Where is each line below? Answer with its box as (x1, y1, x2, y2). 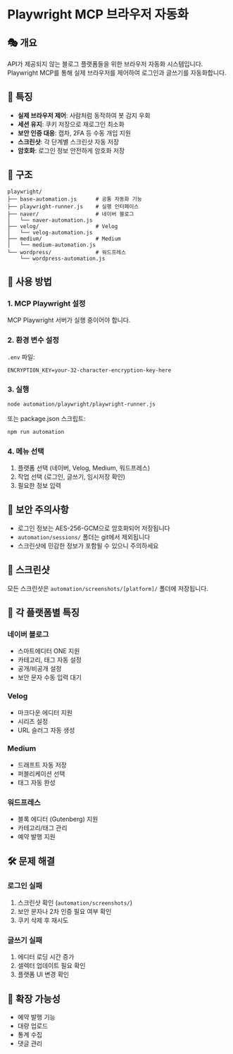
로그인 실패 (7, 881, 43, 891)
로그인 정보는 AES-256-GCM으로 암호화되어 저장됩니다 (17, 524, 170, 532)
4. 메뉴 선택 (7, 446, 44, 456)
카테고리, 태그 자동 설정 (17, 655, 82, 664)
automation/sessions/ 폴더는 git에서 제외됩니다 (17, 532, 151, 541)
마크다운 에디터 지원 (17, 708, 73, 717)
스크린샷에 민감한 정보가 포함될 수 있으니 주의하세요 (17, 541, 159, 550)
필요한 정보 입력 (17, 481, 61, 489)
